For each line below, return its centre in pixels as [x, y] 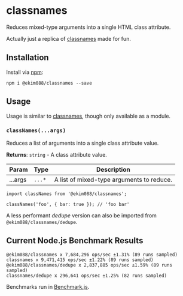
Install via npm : [25, 72]
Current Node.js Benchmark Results [75, 241]
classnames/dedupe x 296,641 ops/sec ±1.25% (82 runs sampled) [87, 276]
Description [113, 169]
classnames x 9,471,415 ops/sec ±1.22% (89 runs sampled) [80, 260]
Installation [28, 58]
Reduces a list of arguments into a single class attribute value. [83, 143]
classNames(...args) [36, 131]
